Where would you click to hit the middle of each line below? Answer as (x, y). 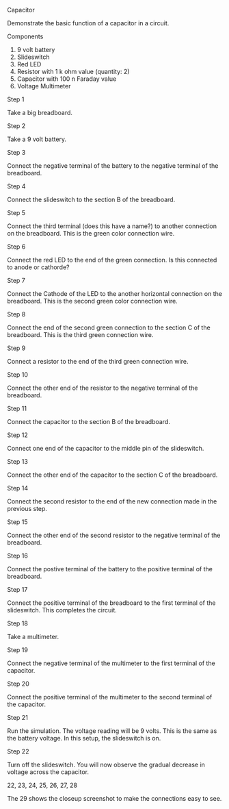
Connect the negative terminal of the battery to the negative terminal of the (113, 166)
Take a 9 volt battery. (37, 139)
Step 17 (17, 589)
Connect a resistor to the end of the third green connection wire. (98, 361)
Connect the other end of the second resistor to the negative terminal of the (114, 535)
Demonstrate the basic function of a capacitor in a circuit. (88, 23)
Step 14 (18, 488)
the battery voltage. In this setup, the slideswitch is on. (84, 738)
